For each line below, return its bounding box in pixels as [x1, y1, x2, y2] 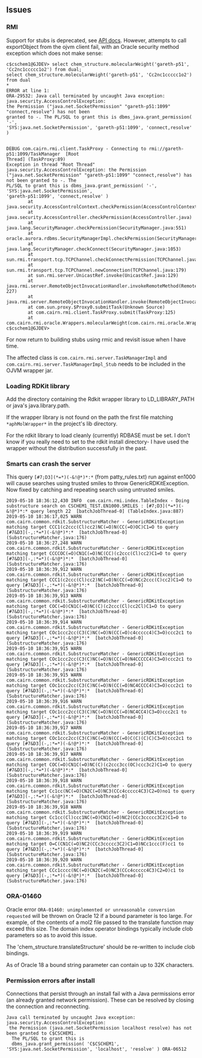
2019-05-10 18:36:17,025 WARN [6, 514, 82, 520]
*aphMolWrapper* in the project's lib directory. [6, 419, 118, 427]
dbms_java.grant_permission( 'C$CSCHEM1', [11, 1040, 120, 1047]
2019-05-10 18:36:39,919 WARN [6, 830, 82, 837]
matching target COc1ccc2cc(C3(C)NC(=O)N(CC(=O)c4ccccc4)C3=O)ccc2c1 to [6, 630, 192, 636]
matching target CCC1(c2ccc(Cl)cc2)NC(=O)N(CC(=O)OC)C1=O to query [6, 524, 179, 531]
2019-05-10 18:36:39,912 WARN [6, 567, 82, 573]
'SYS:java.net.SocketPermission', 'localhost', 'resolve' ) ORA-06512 [6, 1046, 187, 1052]
